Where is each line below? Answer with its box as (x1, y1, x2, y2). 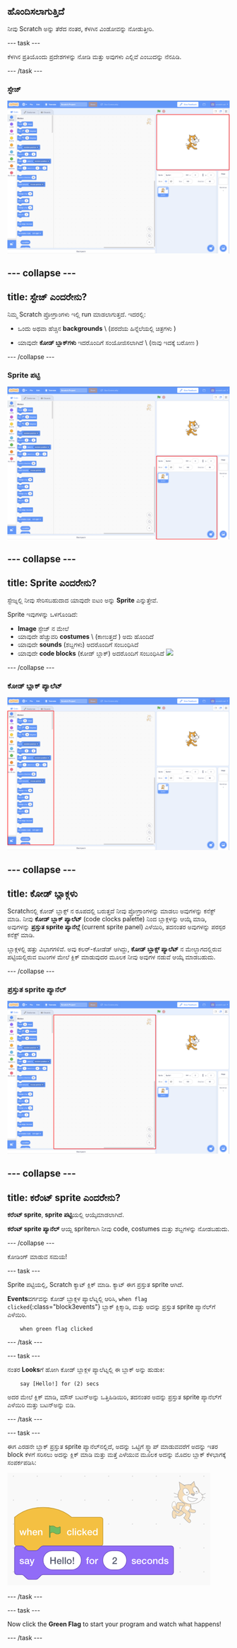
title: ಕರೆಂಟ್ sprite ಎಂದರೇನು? (7, 1191, 121, 1203)
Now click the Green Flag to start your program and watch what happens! (7, 1620, 221, 1628)
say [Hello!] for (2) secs (20, 1380, 99, 1387)
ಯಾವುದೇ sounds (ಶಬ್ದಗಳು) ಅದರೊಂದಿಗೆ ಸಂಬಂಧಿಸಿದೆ (17, 640, 139, 649)
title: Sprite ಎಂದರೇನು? (7, 577, 97, 589)
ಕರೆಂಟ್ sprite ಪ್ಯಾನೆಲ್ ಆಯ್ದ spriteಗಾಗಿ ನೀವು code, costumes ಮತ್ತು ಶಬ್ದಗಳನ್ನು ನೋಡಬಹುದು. (7, 1224, 230, 1233)
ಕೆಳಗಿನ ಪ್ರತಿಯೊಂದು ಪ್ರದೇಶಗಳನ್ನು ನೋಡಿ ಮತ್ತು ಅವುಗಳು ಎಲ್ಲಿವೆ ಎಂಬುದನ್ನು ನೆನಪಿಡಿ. (7, 52, 182, 61)
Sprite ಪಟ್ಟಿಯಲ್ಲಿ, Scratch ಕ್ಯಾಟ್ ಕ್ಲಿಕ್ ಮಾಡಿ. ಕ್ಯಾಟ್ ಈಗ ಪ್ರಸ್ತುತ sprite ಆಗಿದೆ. (7, 1280, 184, 1288)
